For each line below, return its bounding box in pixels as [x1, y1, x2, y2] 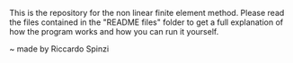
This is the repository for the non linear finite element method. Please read [9, 8, 285, 18]
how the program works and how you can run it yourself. [9, 27, 219, 36]
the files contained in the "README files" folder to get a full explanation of [9, 17, 284, 28]
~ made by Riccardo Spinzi [9, 43, 110, 54]
